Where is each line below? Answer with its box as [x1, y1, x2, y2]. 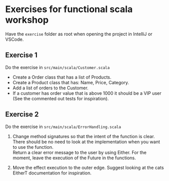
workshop [5, 14, 49, 26]
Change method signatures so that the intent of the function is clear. [12, 133, 155, 139]
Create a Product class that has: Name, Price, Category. [12, 79, 130, 85]
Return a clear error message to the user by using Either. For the [12, 149, 147, 155]
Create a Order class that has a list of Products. [12, 74, 112, 80]
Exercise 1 [5, 51, 38, 59]
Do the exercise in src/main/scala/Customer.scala [5, 64, 110, 70]
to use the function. [12, 144, 54, 150]
